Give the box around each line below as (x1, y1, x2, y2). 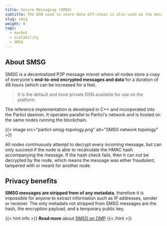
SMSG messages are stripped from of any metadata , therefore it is (5, 190, 144, 196)
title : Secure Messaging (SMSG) (5, 7, 72, 12)
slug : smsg (5, 16, 28, 21)
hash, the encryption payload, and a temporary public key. (5, 206, 125, 212)
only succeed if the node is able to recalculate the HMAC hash (5, 147, 133, 152)
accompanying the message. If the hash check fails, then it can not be (5, 152, 149, 158)
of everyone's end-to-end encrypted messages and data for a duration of (5, 76, 159, 82)
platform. (17, 96, 36, 102)
